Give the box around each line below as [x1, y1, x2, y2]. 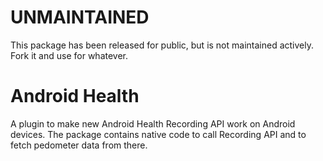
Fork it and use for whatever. [10, 49, 129, 61]
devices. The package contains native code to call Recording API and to [10, 128, 307, 140]
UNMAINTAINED [10, 6, 150, 29]
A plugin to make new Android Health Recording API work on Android [10, 117, 296, 130]
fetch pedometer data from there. [10, 139, 148, 151]
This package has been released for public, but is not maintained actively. [10, 39, 314, 51]
